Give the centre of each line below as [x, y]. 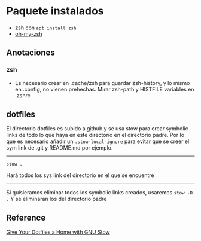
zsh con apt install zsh [45, 28]
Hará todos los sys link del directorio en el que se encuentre [80, 175]
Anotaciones [31, 53]
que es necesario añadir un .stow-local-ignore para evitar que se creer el [98, 141]
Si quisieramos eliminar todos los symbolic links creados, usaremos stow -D [100, 193]
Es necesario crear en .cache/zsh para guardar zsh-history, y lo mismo [102, 83]
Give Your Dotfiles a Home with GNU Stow [58, 232]
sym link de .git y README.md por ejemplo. [60, 148]
